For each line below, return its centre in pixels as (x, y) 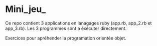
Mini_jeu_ (26, 9)
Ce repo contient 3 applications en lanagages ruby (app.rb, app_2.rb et (78, 23)
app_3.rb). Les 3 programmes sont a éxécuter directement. (66, 28)
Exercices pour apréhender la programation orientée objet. (66, 38)
